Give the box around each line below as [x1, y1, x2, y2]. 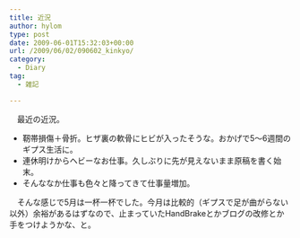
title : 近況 [9, 13, 51, 22]
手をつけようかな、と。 [9, 219, 96, 230]
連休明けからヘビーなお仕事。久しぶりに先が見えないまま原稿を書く [21, 154, 274, 166]
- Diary [17, 64, 47, 73]
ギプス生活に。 [21, 144, 78, 154]
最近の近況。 [16, 113, 64, 124]
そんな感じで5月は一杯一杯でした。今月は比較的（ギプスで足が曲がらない [16, 197, 289, 207]
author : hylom [9, 22, 63, 31]
